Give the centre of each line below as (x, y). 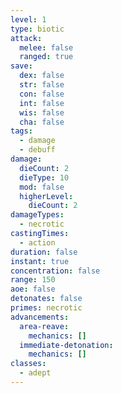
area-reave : (44, 326)
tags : (21, 131)
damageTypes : (37, 215)
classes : (28, 364)
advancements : (40, 317)
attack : (26, 38)
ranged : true (46, 57)
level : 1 (28, 19)
